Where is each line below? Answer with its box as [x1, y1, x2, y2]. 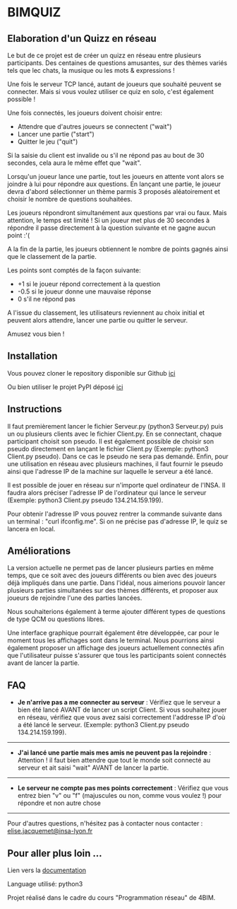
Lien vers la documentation [7, 866, 87, 874]
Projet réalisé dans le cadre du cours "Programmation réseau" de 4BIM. [7, 893, 216, 902]
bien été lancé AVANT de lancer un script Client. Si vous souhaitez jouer [17, 705, 227, 714]
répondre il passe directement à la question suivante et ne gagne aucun [7, 224, 216, 232]
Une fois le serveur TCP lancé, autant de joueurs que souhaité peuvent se [7, 80, 222, 88]
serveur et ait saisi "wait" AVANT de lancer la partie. [17, 763, 169, 772]
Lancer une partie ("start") [17, 130, 95, 138]
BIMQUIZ [7, 4, 61, 21]
